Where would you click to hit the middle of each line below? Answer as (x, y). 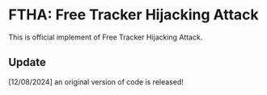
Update (28, 62)
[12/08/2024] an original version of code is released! (96, 81)
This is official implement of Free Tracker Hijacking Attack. (106, 37)
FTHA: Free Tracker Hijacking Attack (133, 15)
